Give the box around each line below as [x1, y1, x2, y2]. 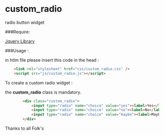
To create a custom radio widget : [5, 80, 73, 85]
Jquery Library [5, 38, 35, 44]
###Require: [5, 29, 30, 34]
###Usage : [5, 48, 29, 53]
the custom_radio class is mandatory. [5, 89, 82, 95]
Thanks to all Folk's [5, 125, 44, 132]
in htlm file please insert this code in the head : [5, 57, 99, 63]
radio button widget [5, 19, 45, 25]
